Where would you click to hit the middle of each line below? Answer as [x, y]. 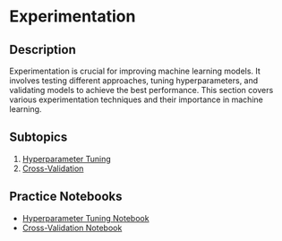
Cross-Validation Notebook [72, 228]
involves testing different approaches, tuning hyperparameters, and [134, 81]
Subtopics [38, 138]
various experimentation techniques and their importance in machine [137, 99]
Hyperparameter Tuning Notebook [85, 218]
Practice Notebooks [66, 197]
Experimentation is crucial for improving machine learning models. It [135, 71]
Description [43, 50]
